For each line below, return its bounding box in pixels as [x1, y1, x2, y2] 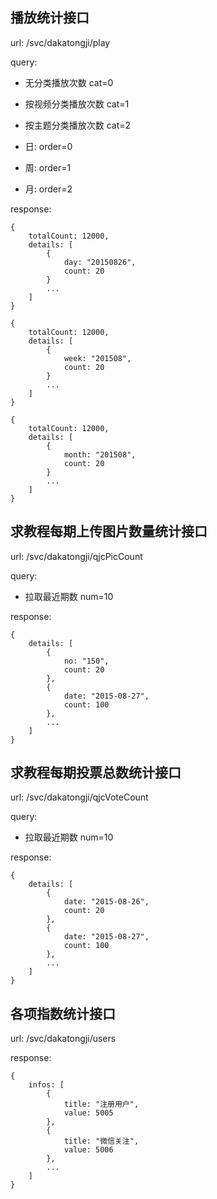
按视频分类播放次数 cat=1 [24, 98, 130, 110]
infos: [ [28, 1080, 65, 1090]
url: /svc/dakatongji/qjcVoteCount [10, 791, 149, 803]
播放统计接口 [10, 9, 90, 27]
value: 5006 [63, 1145, 114, 1155]
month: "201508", [63, 449, 137, 460]
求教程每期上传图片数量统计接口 [10, 523, 208, 540]
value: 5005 [63, 1108, 114, 1118]
